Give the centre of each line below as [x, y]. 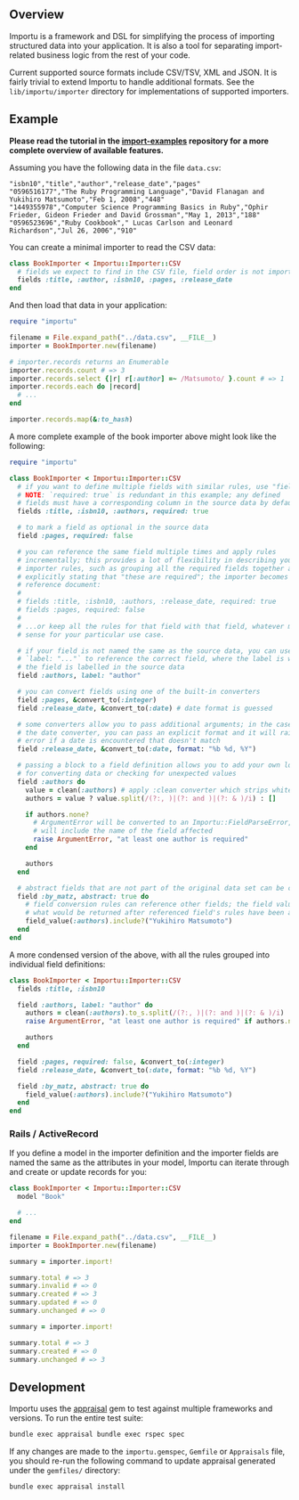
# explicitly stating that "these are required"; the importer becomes [153, 577]
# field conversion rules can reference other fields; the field [149, 905]
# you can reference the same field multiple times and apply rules [147, 551]
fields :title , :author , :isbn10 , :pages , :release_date [125, 280]
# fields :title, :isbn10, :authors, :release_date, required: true [147, 602]
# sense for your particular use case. [91, 635]
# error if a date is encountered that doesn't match [119, 741]
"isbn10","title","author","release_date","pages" [105, 183]
